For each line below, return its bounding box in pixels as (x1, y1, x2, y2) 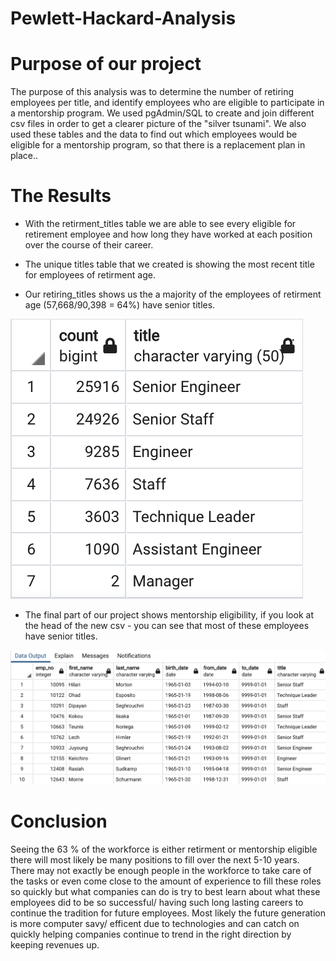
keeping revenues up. (10, 938, 100, 951)
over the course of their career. (24, 239, 154, 251)
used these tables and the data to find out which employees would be (10, 128, 298, 141)
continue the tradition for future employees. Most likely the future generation (10, 907, 326, 919)
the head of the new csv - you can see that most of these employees (24, 620, 310, 632)
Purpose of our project (10, 53, 202, 76)
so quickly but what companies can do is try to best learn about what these (10, 885, 321, 897)
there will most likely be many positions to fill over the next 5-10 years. (10, 853, 300, 866)
